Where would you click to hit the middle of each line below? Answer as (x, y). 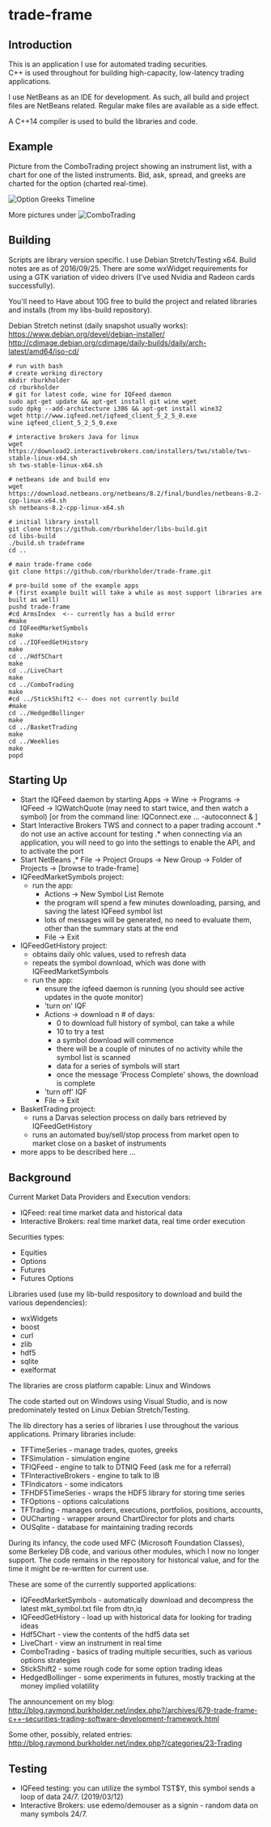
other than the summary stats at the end (111, 929)
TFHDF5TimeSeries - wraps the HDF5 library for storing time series (132, 1493)
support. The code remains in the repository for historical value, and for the (134, 1560)
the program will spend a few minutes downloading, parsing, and (152, 903)
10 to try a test (80, 1032)
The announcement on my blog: (61, 1702)
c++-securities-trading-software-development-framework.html (114, 1719)
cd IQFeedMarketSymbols (49, 628)
